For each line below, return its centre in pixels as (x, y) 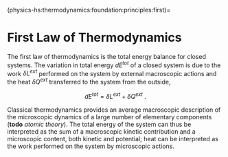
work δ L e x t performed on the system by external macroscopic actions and (112, 73)
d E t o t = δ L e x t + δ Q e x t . (115, 95)
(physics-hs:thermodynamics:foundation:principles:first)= (89, 10)
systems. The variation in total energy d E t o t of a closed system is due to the (114, 64)
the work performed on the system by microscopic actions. (91, 146)
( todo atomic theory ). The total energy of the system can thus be (99, 124)
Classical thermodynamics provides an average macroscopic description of (114, 110)
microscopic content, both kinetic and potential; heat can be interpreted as (113, 138)
